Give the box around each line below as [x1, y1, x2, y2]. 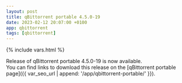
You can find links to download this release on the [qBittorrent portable [6, 64, 176, 71]
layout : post [6, 8, 38, 15]
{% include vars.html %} [6, 46, 65, 53]
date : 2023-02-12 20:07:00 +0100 [6, 19, 87, 25]
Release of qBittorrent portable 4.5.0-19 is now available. [6, 58, 142, 65]
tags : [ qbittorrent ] [6, 30, 57, 36]
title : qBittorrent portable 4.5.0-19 [6, 14, 100, 20]
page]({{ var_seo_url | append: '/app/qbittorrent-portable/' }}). [6, 70, 156, 77]
